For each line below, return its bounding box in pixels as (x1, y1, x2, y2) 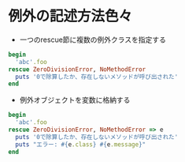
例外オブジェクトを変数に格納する (19, 96, 131, 105)
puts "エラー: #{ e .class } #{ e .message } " (15, 140, 146, 149)
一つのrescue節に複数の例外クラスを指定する (19, 35, 167, 44)
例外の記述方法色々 (8, 7, 133, 25)
